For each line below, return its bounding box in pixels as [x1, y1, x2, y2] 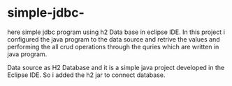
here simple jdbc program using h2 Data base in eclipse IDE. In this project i [7, 28, 226, 36]
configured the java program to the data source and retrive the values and [7, 35, 220, 43]
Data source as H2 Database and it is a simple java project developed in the [7, 63, 225, 71]
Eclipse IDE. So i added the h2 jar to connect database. [7, 71, 166, 79]
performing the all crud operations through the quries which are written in [7, 42, 219, 51]
